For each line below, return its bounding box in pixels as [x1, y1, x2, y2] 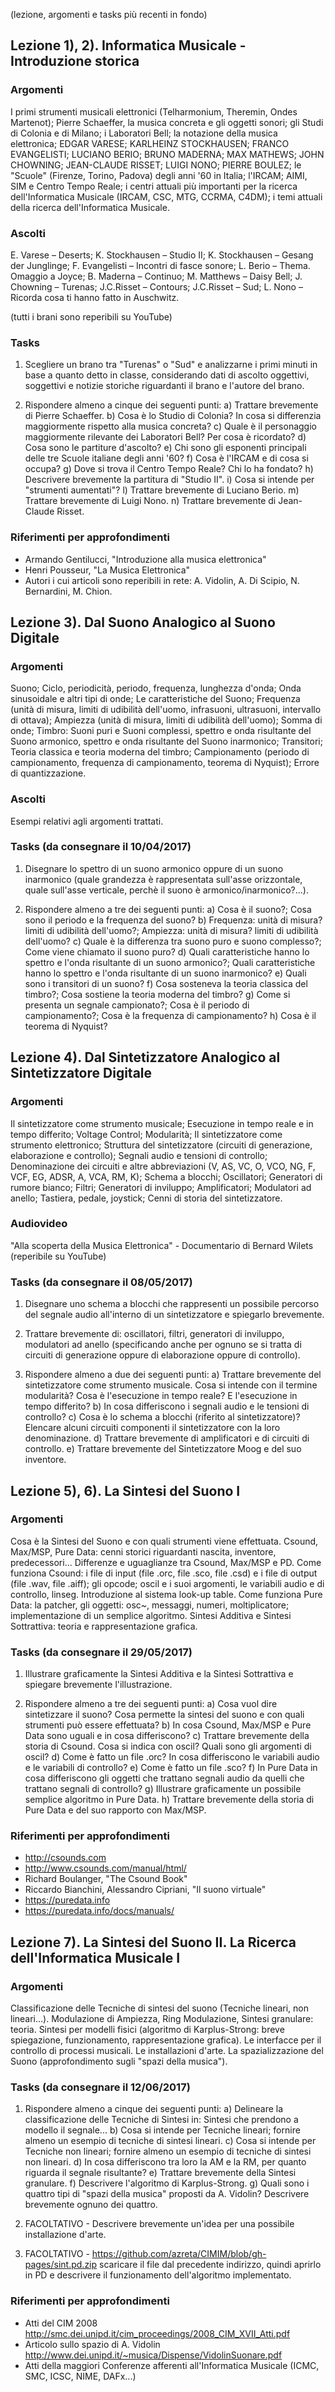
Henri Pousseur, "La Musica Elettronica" [24, 564, 191, 576]
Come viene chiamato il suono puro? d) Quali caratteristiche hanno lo [24, 945, 310, 958]
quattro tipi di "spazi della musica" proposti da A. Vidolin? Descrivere [24, 2188, 310, 2200]
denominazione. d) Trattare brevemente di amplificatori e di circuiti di [24, 1432, 310, 1444]
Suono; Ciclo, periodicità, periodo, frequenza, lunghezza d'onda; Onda [10, 682, 302, 694]
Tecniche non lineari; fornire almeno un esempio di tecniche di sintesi [24, 2145, 312, 2158]
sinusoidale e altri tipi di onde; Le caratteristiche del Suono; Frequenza [10, 693, 301, 705]
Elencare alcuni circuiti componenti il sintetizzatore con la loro [24, 1422, 281, 1434]
